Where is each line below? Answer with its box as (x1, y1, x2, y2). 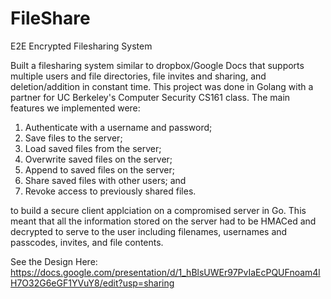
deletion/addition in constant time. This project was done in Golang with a (10, 80, 314, 92)
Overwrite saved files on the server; (24, 153, 173, 165)
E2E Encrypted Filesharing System (10, 40, 153, 52)
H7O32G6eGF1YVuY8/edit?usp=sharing (10, 277, 175, 289)
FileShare (10, 7, 91, 30)
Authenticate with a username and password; (24, 121, 213, 133)
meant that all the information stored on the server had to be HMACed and (10, 215, 317, 227)
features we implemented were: (10, 102, 141, 114)
